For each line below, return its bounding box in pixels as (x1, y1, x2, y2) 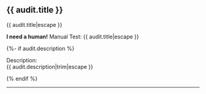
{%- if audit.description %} (6, 45, 75, 52)
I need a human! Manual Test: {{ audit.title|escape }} (6, 33, 139, 40)
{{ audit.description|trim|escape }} (6, 63, 94, 70)
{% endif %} (6, 74, 38, 82)
